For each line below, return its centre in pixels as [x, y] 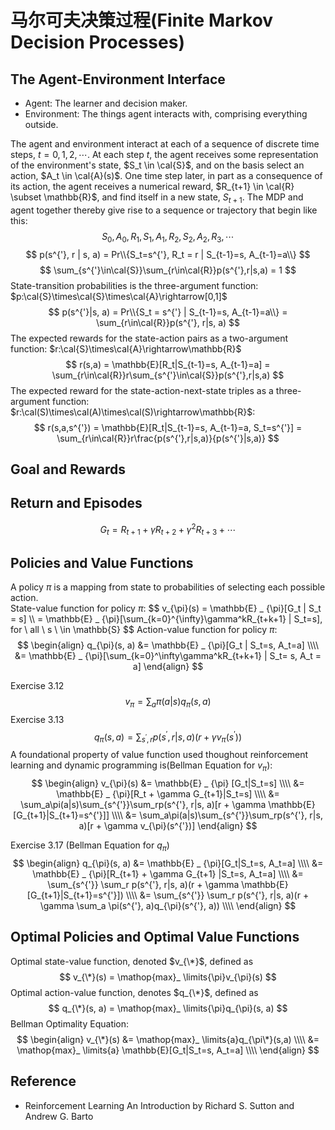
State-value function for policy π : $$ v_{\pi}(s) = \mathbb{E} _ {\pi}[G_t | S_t [166, 608]
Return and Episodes [76, 503]
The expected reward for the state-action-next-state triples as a [142, 390]
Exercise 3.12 [37, 686]
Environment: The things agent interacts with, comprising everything [166, 114]
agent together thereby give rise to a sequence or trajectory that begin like [164, 210]
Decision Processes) [97, 42]
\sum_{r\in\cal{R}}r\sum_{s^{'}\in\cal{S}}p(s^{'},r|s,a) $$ [168, 375]
